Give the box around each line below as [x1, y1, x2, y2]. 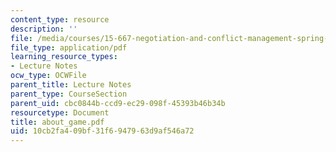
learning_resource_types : [10, 52, 118, 62]
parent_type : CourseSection [10, 89, 128, 99]
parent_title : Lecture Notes [10, 80, 132, 90]
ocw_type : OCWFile [10, 71, 87, 81]
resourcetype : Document [10, 107, 110, 118]
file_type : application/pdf [10, 42, 128, 53]
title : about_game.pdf [10, 117, 105, 127]
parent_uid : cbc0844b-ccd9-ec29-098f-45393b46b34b [10, 98, 226, 108]
